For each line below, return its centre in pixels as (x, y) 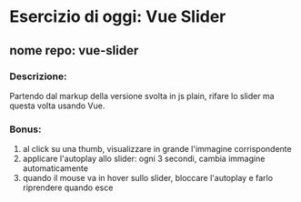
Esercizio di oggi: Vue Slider (118, 17)
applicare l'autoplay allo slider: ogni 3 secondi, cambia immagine (144, 159)
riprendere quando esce (68, 187)
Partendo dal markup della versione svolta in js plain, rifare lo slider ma (142, 96)
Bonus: (25, 129)
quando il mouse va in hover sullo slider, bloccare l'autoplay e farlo (148, 178)
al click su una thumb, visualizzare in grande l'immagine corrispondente (157, 149)
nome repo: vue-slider (74, 50)
